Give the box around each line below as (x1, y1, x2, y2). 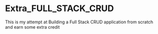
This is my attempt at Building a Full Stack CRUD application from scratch (5, 19, 154, 25)
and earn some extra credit (5, 24, 60, 30)
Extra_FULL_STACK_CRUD (5, 3, 114, 14)
